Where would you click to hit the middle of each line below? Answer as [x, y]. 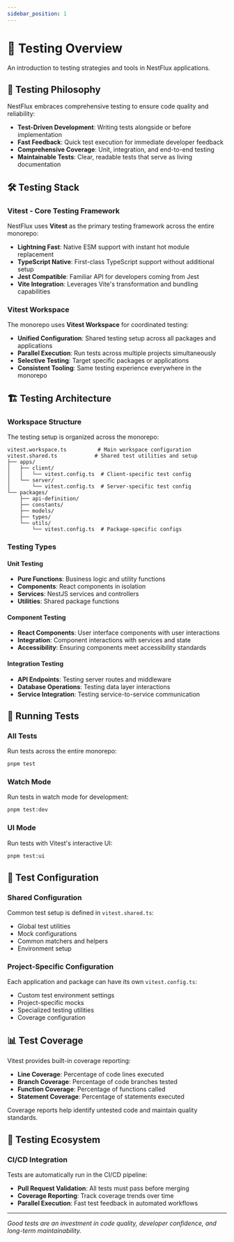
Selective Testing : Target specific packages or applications [103, 361]
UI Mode [22, 828]
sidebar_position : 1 [37, 14]
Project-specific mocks [51, 1003]
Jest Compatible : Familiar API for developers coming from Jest [108, 277]
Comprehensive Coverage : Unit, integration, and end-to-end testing [116, 150]
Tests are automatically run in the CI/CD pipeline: [77, 1174]
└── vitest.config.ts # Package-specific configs [107, 529]
